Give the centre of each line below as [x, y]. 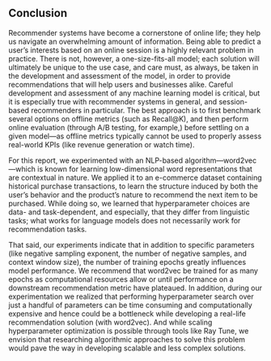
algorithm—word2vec [221, 160]
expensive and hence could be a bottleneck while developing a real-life [127, 313]
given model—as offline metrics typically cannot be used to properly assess [135, 136]
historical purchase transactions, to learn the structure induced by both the [133, 186]
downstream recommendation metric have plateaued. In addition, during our [135, 287]
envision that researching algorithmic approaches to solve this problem [127, 339]
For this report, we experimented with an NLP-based [96, 160]
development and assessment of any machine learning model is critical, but [134, 93]
